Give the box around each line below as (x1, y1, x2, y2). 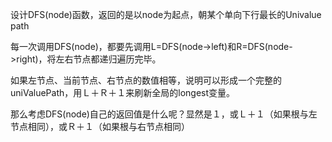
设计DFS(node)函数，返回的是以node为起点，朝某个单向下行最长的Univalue (10, 9, 322, 20)
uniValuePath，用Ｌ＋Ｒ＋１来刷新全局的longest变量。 (10, 87, 236, 98)
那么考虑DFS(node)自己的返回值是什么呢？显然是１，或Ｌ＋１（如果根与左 (10, 108, 318, 120)
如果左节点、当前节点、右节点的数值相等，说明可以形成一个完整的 (10, 74, 282, 86)
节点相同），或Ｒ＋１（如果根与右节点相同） (10, 121, 190, 132)
